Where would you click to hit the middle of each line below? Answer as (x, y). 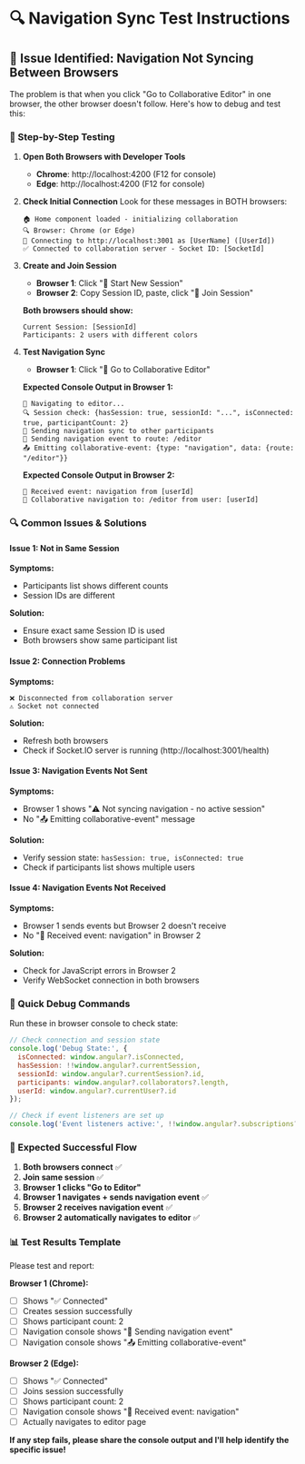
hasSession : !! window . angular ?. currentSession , (109, 1065)
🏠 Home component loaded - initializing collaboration (130, 220)
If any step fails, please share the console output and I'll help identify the (149, 1440)
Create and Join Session (69, 266)
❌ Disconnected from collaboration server (92, 698)
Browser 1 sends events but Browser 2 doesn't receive (124, 926)
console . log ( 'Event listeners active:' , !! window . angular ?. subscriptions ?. (156, 1124)
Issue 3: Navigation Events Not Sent (79, 771)
